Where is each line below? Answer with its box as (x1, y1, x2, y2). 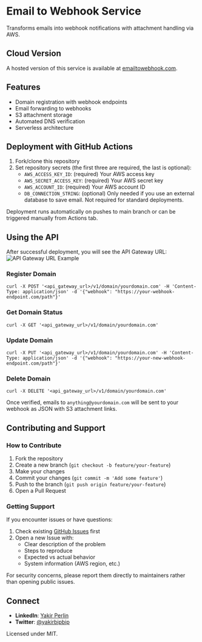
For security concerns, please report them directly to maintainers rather (6, 572, 186, 579)
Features (6, 82, 41, 92)
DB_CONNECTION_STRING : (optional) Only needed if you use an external (24, 190, 195, 197)
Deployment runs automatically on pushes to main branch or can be (6, 208, 176, 215)
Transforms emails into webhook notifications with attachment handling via (6, 24, 194, 32)
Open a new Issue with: (15, 534, 74, 541)
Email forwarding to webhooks (15, 104, 92, 112)
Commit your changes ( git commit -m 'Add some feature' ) (15, 475, 163, 482)
